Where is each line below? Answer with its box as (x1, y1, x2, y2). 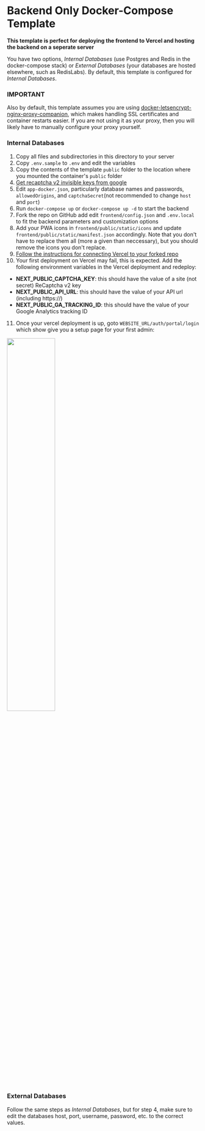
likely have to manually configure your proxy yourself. (7, 124, 142, 131)
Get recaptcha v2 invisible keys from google (15, 179, 127, 186)
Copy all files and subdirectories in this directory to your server (15, 152, 174, 160)
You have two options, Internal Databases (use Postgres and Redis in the (7, 55, 191, 62)
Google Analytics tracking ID (15, 307, 88, 315)
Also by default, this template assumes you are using (7, 104, 140, 111)
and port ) (15, 198, 40, 206)
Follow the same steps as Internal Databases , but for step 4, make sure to (7, 1105, 193, 1113)
